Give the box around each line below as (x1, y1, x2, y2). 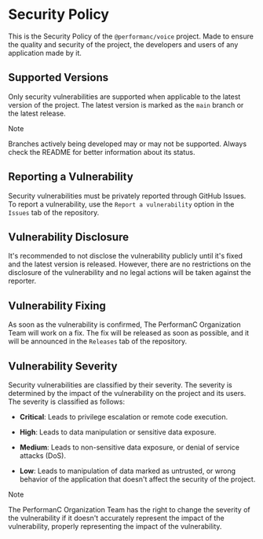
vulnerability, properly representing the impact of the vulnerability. (8, 522, 222, 531)
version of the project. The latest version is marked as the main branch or (8, 100, 244, 109)
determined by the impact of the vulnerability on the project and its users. (8, 389, 247, 398)
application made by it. (8, 48, 82, 57)
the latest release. (8, 108, 67, 118)
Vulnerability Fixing (8, 299, 106, 312)
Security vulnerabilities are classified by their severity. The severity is (8, 380, 233, 390)
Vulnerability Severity (8, 359, 118, 372)
